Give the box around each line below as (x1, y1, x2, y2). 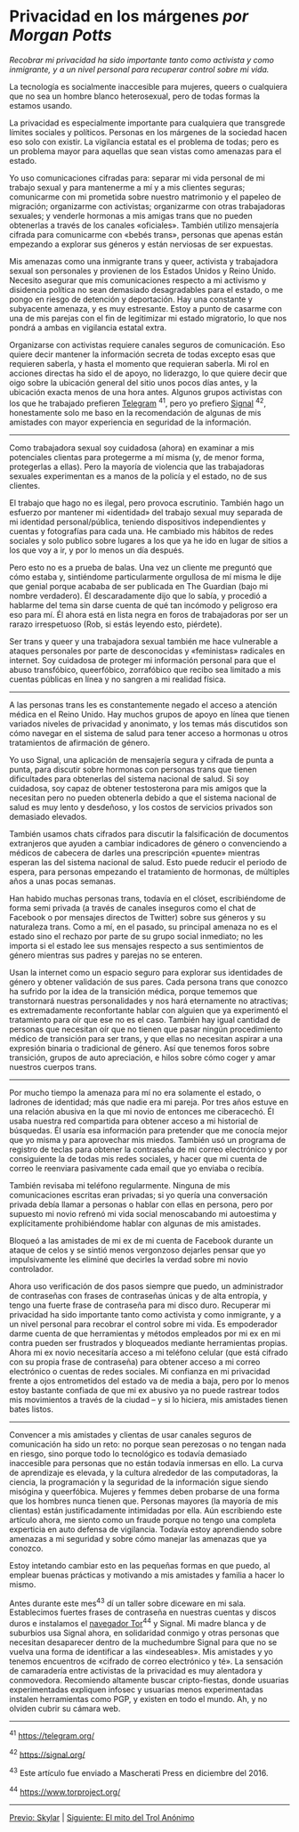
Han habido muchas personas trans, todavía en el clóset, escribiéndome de (9, 893, 287, 904)
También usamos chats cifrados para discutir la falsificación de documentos (9, 828, 289, 839)
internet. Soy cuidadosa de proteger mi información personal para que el (9, 654, 276, 665)
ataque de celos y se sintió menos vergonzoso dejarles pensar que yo (9, 1244, 266, 1255)
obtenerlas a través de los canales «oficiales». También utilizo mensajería (9, 220, 279, 231)
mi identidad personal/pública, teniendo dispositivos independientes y (9, 516, 267, 527)
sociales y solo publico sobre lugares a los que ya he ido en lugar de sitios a (9, 535, 288, 546)
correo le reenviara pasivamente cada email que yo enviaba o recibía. (9, 1163, 264, 1173)
